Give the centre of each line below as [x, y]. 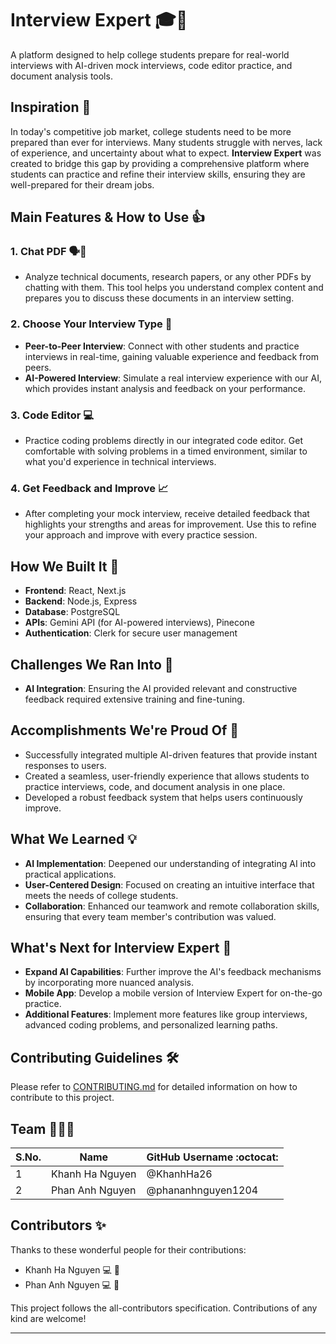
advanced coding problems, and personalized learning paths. [151, 1025]
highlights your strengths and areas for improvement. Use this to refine [170, 524]
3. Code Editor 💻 [52, 415]
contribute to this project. [62, 1098]
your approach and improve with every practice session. [141, 535]
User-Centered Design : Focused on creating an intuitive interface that [169, 884]
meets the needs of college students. [101, 895]
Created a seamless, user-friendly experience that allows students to [167, 776]
